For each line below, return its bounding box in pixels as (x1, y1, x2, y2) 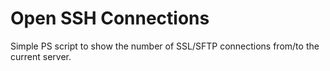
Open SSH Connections (10, 7, 210, 30)
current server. (10, 50, 72, 62)
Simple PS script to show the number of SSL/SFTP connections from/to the (10, 40, 320, 52)
